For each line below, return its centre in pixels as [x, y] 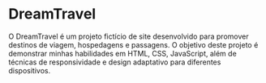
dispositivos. [30, 70]
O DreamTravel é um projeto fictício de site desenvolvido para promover [129, 36]
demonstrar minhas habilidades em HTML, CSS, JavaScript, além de [122, 53]
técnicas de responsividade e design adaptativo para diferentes [115, 62]
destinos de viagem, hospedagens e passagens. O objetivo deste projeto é [133, 44]
